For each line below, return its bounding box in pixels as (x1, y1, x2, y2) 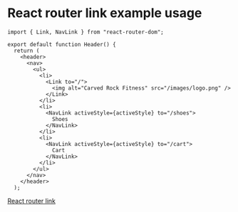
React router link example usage (7, 5, 202, 21)
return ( (14, 47, 40, 54)
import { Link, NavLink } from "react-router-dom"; (7, 28, 164, 36)
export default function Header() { (7, 41, 116, 48)
